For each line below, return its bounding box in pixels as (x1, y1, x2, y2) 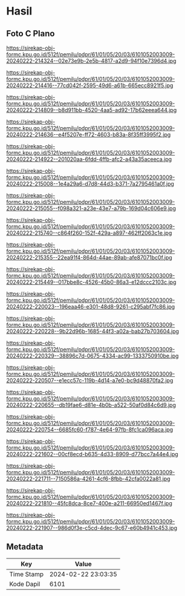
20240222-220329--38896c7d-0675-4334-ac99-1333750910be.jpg (6, 352, 179, 359)
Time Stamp (9, 570, 44, 578)
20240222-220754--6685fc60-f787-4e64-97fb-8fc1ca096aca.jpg (6, 426, 174, 433)
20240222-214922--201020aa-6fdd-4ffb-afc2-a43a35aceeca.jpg (6, 156, 172, 163)
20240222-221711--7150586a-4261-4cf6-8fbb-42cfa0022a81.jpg (6, 475, 170, 482)
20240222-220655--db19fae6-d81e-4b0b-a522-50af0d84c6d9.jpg (6, 401, 177, 408)
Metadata (6, 542, 44, 552)
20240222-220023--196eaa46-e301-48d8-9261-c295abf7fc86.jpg (6, 303, 175, 310)
